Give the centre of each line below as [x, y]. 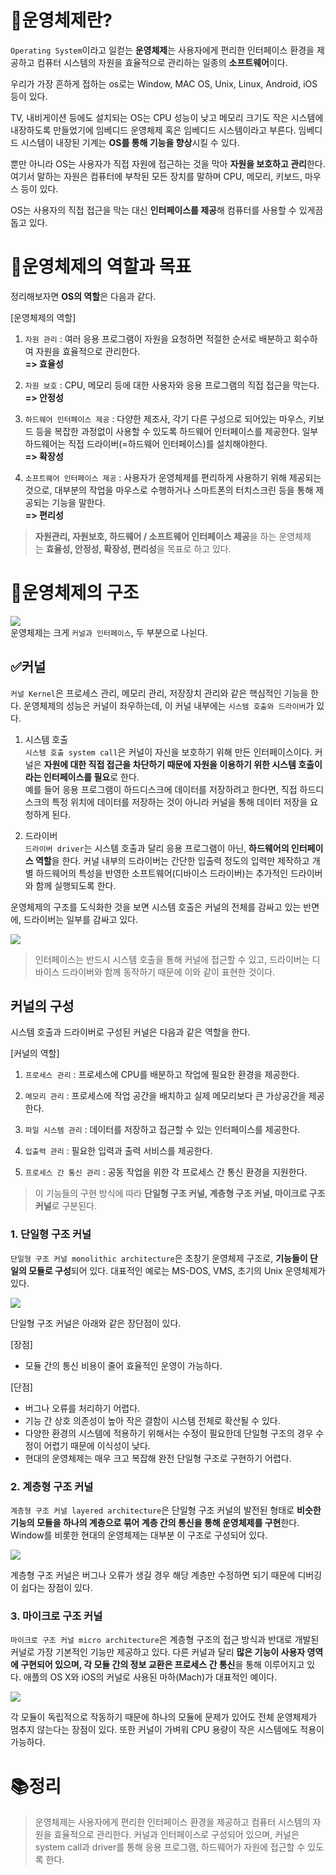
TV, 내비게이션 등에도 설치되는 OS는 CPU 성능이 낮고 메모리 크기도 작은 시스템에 [167, 117]
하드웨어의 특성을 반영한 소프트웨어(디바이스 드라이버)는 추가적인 [162, 873]
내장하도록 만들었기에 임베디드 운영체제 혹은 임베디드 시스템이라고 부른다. [153, 130]
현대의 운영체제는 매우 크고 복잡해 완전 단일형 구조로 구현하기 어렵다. [158, 1458]
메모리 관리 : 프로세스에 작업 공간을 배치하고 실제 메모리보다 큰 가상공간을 [165, 1096]
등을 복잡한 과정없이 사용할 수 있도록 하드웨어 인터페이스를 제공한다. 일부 [177, 431]
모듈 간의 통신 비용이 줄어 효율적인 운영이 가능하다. [123, 1365]
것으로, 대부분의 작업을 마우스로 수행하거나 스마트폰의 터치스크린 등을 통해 [169, 490]
